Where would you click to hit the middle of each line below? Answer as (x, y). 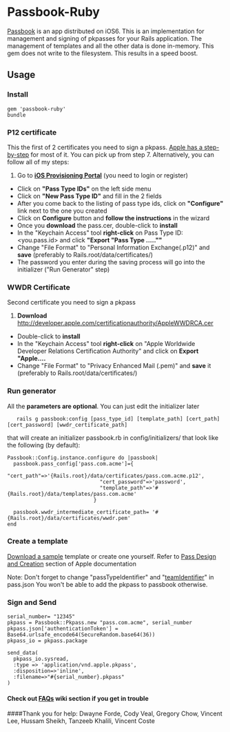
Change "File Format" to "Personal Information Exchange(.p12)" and (113, 247)
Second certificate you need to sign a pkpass (72, 302)
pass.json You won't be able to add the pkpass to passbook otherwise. (107, 584)
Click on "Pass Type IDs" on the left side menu (84, 189)
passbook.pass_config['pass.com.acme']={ (74, 463)
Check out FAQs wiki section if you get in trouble (78, 698)
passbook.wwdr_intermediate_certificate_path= (81, 512)
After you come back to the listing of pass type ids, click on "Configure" (120, 203)
